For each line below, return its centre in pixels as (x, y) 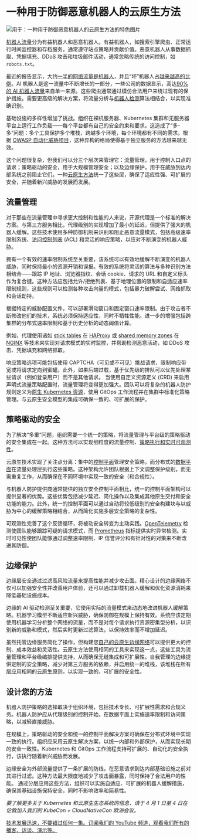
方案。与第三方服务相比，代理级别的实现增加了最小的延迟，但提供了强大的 (96, 225)
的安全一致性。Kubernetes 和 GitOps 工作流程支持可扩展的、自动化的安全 (95, 749)
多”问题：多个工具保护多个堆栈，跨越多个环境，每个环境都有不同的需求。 (95, 133)
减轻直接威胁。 (39, 722)
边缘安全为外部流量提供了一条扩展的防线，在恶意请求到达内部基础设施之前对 (98, 769)
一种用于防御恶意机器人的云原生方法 (94, 12)
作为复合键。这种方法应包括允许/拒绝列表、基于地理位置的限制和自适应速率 (97, 281)
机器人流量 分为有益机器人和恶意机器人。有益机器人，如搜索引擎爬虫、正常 (96, 42)
